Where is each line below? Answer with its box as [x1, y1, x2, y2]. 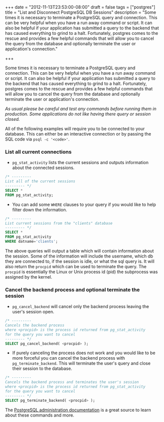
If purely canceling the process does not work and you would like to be [12, 350, 156, 356]
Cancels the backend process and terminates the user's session [5, 380, 139, 385]
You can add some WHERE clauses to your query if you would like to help [12, 201, 156, 207]
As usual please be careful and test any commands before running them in [5, 106, 157, 112]
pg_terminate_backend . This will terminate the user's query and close [12, 361, 151, 366]
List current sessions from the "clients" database [5, 221, 113, 225]
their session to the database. [12, 366, 72, 371]
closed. [5, 116, 20, 122]
